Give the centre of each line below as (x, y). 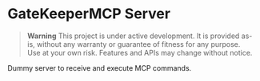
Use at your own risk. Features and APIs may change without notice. (140, 52)
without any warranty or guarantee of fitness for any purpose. (138, 44)
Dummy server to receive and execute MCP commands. (100, 67)
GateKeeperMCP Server (89, 14)
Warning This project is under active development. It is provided (133, 36)
